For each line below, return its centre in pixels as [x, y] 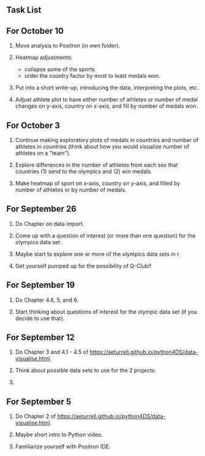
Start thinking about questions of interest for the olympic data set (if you [106, 312]
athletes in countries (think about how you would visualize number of [102, 147]
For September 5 [39, 401]
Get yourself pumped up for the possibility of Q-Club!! [83, 266]
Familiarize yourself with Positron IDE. [63, 447]
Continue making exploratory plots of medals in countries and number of [107, 140]
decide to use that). [40, 318]
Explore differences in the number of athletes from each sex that [97, 165]
